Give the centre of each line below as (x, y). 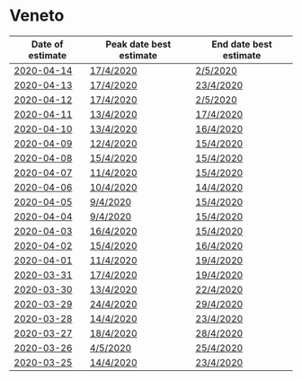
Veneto (37, 16)
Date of (47, 44)
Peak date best (138, 44)
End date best (241, 44)
